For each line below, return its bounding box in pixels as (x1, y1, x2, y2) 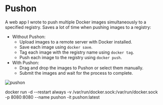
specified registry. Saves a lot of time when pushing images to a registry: (5, 24, 151, 30)
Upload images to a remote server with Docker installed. (19, 39, 132, 44)
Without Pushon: (12, 34, 46, 40)
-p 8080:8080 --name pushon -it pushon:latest (5, 94, 100, 100)
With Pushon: (12, 60, 39, 65)
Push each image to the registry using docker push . (19, 54, 122, 60)
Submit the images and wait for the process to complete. (19, 70, 133, 76)
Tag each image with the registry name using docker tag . (19, 49, 134, 55)
